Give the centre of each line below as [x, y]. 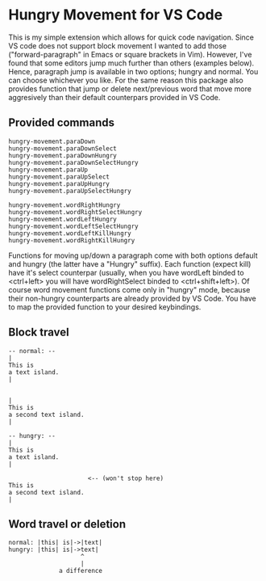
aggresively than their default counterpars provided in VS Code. [114, 97]
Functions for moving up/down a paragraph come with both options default [133, 255]
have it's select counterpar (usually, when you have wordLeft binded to [126, 272]
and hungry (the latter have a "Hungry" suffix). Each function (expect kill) [130, 263]
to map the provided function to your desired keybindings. [105, 307]
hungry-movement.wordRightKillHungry [72, 240]
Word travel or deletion [67, 524]
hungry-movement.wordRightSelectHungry [75, 212]
